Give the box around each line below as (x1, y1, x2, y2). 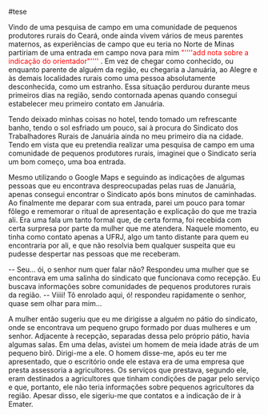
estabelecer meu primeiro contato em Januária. (8, 99, 166, 108)
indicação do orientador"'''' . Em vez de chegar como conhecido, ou (8, 56, 234, 66)
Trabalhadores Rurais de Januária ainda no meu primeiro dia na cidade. (8, 131, 244, 141)
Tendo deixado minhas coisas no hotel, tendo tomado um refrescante (8, 115, 238, 123)
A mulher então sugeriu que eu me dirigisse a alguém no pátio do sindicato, (8, 314, 258, 324)
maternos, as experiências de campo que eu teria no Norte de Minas (8, 39, 234, 49)
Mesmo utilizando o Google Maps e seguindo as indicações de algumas (8, 172, 246, 182)
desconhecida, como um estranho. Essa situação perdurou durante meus (8, 82, 250, 91)
